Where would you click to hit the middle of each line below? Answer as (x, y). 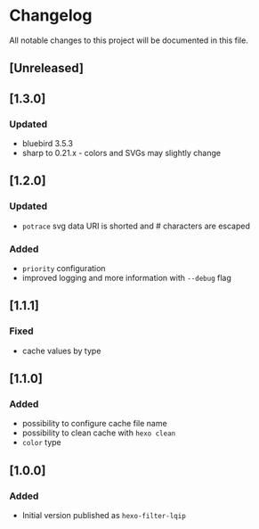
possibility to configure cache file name (94, 424)
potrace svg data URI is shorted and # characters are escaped (136, 226)
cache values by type (61, 351)
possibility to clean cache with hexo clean (99, 433)
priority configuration (64, 268)
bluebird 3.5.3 (48, 144)
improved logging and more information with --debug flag (126, 278)
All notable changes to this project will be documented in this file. (129, 40)
